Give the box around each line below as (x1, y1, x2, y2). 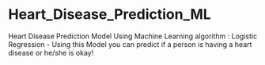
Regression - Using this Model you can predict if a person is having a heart (8, 39, 252, 49)
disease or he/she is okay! (8, 48, 94, 57)
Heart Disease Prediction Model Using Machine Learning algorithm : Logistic (8, 31, 258, 41)
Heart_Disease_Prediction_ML (8, 5, 211, 23)
